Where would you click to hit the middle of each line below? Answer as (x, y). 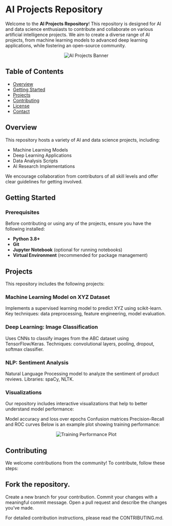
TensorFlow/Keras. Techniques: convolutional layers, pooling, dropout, (80, 344)
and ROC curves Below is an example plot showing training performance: (83, 424)
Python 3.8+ (26, 239)
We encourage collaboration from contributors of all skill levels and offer (82, 176)
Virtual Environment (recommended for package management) (80, 255)
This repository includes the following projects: (55, 284)
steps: (12, 468)
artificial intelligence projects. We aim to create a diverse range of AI (78, 34)
